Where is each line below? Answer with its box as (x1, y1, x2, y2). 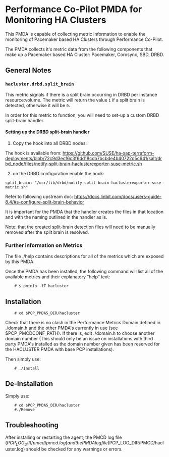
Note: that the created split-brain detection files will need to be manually (5, 224, 155, 230)
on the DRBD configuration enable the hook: (12, 170, 104, 176)
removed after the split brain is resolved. (5, 229, 89, 235)
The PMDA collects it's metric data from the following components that (5, 46, 153, 52)
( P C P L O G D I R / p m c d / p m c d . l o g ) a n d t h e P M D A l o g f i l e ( (5, 439, 109, 447)
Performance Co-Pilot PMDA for (5, 4, 142, 15)
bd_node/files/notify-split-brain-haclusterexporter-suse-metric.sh (5, 161, 142, 167)
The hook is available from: (5, 150, 62, 156)
